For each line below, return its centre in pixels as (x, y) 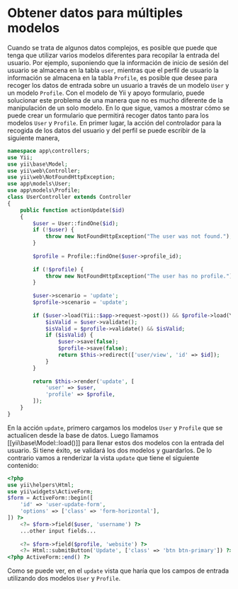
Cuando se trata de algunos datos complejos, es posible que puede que (112, 47)
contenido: (23, 465)
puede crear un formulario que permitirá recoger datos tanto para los (108, 115)
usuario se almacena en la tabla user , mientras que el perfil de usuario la (113, 70)
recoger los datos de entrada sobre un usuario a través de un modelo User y (118, 85)
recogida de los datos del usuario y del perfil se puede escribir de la (107, 130)
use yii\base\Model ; (38, 164)
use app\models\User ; (39, 184)
